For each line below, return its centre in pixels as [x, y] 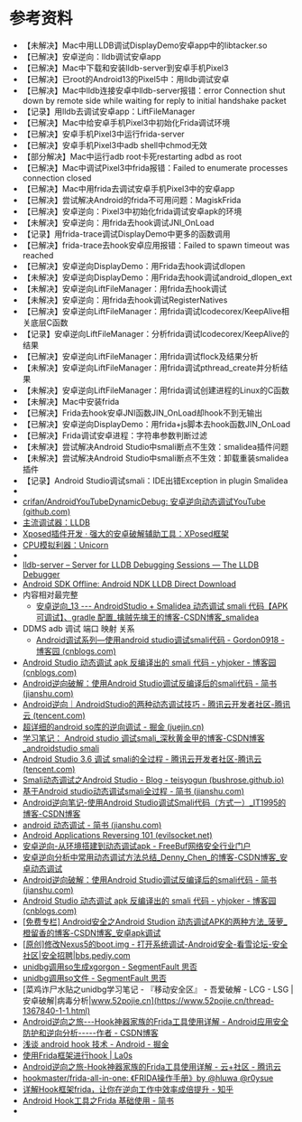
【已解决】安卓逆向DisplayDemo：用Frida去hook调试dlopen [134, 266]
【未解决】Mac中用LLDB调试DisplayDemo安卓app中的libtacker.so [145, 45]
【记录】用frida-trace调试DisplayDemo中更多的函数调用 [126, 234]
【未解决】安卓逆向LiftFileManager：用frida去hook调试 [124, 288]
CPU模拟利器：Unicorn [65, 545]
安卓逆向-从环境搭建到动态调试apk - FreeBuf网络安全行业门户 [137, 846]
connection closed [57, 178]
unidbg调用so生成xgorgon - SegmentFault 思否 [110, 967]
